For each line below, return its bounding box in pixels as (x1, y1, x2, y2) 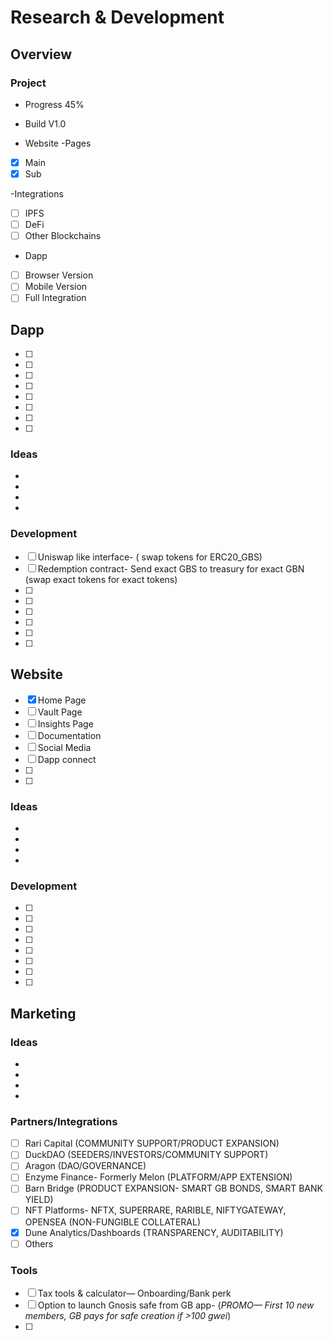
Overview (10, 46, 73, 63)
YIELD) (24, 1194, 54, 1206)
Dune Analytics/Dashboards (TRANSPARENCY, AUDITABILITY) (24, 1226, 284, 1238)
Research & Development (10, 6, 225, 29)
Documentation (37, 729, 102, 741)
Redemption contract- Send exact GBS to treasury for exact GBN (37, 562, 305, 575)
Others (24, 1237, 54, 1250)
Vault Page (37, 706, 83, 718)
